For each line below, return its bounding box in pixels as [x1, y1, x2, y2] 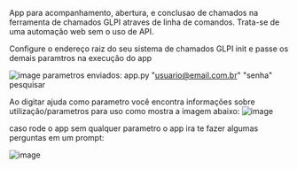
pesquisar [9, 80, 46, 89]
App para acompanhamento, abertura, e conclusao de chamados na [9, 8, 259, 18]
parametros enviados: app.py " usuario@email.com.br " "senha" [43, 70, 273, 81]
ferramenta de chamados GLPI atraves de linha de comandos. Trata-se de [9, 17, 280, 27]
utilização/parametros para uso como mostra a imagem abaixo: [9, 106, 240, 116]
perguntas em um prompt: [9, 133, 105, 142]
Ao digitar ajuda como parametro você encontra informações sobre [9, 96, 255, 107]
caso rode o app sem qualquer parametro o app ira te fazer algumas [9, 123, 259, 134]
